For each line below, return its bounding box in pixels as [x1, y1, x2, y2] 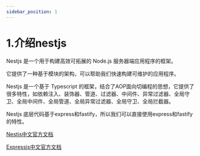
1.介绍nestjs [6, 36, 67, 50]
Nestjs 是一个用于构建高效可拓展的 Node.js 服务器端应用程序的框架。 [6, 57, 177, 65]
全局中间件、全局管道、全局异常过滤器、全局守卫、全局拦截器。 [16, 97, 174, 105]
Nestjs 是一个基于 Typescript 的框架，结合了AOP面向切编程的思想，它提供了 [6, 82, 195, 90]
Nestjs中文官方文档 [6, 130, 54, 137]
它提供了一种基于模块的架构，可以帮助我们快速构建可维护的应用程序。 [6, 70, 180, 77]
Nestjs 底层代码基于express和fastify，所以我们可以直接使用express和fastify [6, 110, 193, 117]
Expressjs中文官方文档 [6, 143, 62, 150]
